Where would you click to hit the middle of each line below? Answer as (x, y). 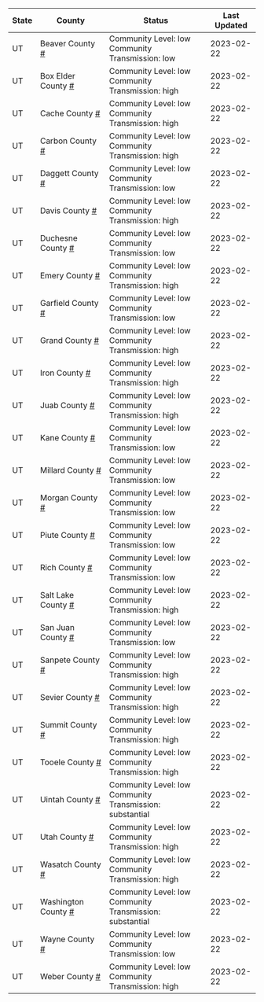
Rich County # (66, 567)
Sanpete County (70, 660)
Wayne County (67, 939)
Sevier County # (70, 697)
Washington (62, 902)
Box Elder (58, 76)
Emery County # (70, 276)
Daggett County (69, 173)
